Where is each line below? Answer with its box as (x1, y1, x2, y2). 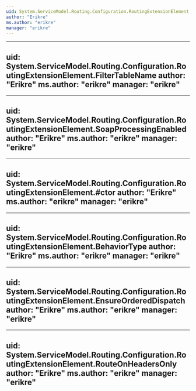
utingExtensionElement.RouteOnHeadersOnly (6, 359, 177, 369)
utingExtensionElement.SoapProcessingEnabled (6, 124, 187, 135)
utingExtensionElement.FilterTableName (6, 70, 157, 80)
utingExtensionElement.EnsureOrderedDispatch (6, 296, 185, 306)
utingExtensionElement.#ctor (6, 188, 116, 198)
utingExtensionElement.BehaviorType (6, 242, 147, 252)
